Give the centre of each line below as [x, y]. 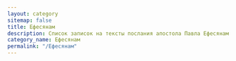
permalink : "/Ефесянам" [42, 46]
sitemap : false [30, 20]
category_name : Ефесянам [44, 40]
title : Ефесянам [31, 27]
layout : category [33, 14]
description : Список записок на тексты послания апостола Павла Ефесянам [118, 33]
